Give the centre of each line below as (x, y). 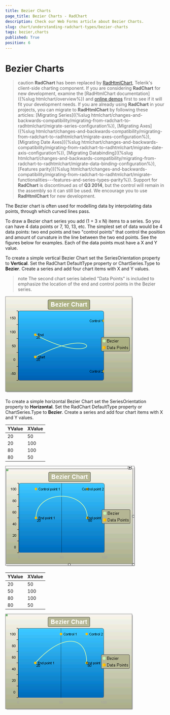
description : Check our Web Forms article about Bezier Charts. (75, 21)
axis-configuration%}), (42, 153)
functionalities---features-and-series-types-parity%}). (75, 180)
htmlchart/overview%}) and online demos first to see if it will (99, 99)
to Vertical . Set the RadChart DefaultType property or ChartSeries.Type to (83, 263)
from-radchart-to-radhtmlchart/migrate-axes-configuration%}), (84, 137)
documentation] (133, 93)
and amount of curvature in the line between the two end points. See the (81, 237)
